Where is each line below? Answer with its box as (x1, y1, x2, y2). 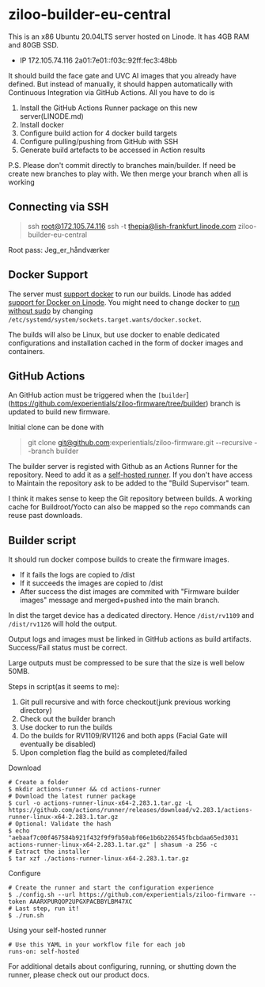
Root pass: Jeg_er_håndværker (8, 245, 110, 254)
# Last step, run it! (8, 905, 80, 913)
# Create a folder (8, 779, 69, 787)
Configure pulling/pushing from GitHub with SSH (19, 136, 179, 146)
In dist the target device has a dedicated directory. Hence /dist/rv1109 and (8, 611, 255, 620)
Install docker (19, 120, 65, 129)
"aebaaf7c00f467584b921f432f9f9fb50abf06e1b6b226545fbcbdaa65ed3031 (8, 834, 239, 842)
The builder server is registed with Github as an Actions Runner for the (8, 462, 238, 471)
